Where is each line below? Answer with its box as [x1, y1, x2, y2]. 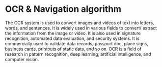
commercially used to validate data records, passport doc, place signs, [5, 40, 149, 46]
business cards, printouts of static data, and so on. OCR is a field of [5, 46, 142, 52]
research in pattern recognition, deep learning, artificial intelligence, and [5, 51, 151, 57]
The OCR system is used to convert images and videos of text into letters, [5, 20, 154, 26]
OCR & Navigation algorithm [5, 3, 122, 15]
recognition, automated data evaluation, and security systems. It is [5, 35, 140, 41]
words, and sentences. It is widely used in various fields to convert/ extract [5, 25, 157, 31]
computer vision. [5, 56, 39, 62]
